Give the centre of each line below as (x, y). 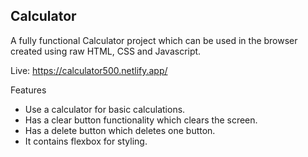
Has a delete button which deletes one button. (120, 130)
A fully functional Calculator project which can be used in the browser (154, 40)
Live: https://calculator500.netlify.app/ (89, 70)
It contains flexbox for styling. (86, 141)
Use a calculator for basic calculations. (105, 109)
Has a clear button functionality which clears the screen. (141, 120)
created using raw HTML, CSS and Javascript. (106, 51)
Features (28, 90)
